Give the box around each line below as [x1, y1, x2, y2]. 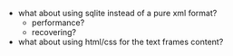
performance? [31, 17, 85, 28]
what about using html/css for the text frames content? [17, 36, 224, 47]
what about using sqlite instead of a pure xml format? [17, 8, 218, 18]
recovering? [31, 27, 77, 37]
